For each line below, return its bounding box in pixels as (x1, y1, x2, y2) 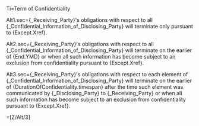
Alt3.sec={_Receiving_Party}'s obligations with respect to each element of (6, 71, 188, 77)
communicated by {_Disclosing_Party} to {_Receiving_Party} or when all (6, 90, 182, 96)
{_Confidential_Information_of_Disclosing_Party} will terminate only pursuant (6, 23, 193, 30)
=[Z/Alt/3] (6, 114, 31, 121)
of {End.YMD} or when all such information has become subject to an (6, 53, 176, 60)
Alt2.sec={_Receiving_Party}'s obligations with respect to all (6, 41, 154, 47)
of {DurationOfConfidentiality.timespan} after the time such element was (6, 83, 184, 91)
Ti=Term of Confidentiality (6, 5, 71, 12)
